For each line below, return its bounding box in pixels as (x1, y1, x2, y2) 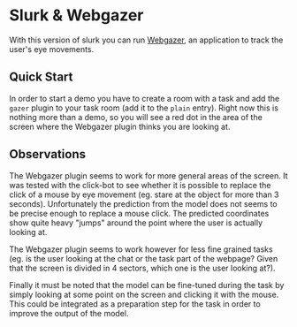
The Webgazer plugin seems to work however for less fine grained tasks (9, 244, 273, 255)
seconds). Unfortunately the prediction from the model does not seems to (9, 198, 278, 209)
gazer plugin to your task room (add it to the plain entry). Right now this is (9, 103, 278, 113)
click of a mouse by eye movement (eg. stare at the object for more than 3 (9, 189, 280, 200)
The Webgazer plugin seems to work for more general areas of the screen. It (9, 170, 288, 181)
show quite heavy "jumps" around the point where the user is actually (9, 217, 263, 228)
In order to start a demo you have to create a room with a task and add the (9, 93, 280, 103)
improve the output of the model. (9, 308, 129, 318)
